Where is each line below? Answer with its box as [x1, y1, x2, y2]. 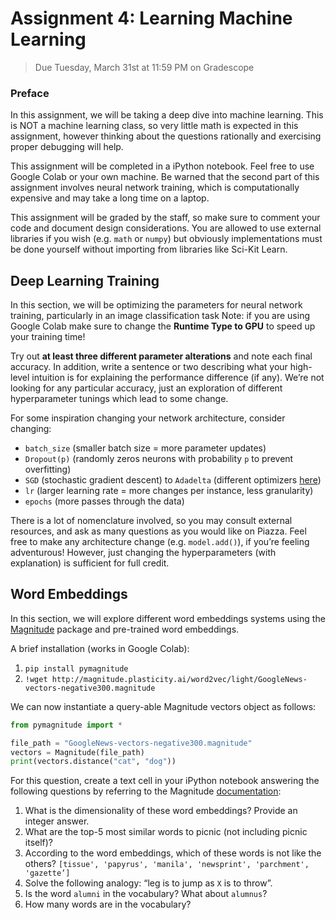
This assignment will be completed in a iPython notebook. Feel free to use [10, 160, 315, 172]
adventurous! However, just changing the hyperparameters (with [10, 547, 277, 559]
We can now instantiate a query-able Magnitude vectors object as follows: [10, 700, 317, 712]
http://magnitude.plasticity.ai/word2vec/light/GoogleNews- [51, 674, 308, 684]
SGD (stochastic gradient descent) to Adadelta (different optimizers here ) [24, 474, 322, 486]
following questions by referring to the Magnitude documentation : [10, 785, 282, 797]
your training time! [10, 331, 86, 343]
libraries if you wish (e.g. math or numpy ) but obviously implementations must [10, 233, 323, 245]
